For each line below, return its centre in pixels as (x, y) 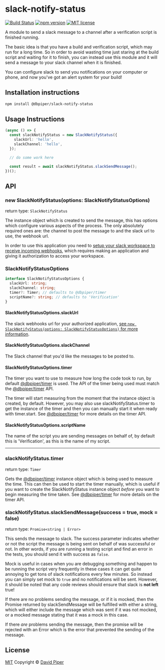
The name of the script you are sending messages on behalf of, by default (80, 436)
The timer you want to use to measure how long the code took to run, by (78, 378)
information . (17, 334)
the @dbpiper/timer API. (29, 389)
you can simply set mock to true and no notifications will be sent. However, (81, 579)
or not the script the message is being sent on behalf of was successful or (80, 544)
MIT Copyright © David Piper (34, 662)
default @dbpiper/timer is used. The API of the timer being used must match (82, 384)
